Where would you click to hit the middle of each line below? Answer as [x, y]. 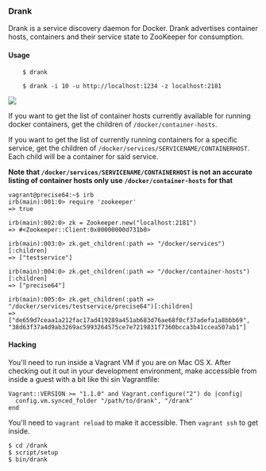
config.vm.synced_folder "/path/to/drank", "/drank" [104, 401]
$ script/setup [33, 452]
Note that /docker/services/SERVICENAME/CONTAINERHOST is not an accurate [130, 172]
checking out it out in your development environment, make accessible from [133, 371]
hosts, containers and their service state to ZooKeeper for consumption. [126, 37]
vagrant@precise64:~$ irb [51, 195]
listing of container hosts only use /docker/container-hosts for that [120, 180]
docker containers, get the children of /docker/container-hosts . [113, 124]
